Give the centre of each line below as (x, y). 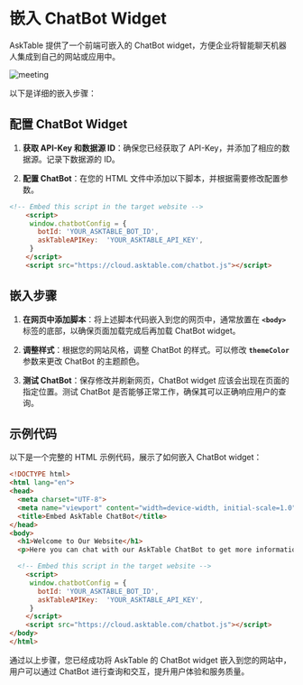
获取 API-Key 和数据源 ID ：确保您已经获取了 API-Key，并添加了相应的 (152, 148)
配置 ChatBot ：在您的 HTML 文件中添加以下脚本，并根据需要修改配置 (151, 178)
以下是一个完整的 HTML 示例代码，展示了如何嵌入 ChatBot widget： (136, 458)
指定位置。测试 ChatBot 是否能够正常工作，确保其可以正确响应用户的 (150, 391)
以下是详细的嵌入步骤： (53, 93)
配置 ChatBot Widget (69, 124)
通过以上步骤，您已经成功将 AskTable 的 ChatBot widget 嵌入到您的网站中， (150, 660)
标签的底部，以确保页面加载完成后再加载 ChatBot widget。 (131, 330)
